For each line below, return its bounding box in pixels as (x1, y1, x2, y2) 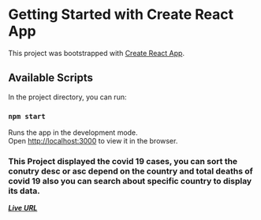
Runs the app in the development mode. (8, 128, 138, 137)
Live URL (8, 203, 38, 213)
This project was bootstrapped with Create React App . (8, 48, 185, 58)
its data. (8, 185, 41, 196)
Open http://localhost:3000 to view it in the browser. (8, 136, 178, 146)
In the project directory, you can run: (8, 92, 127, 102)
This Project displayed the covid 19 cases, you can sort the (8, 155, 238, 166)
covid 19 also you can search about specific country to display (8, 175, 252, 186)
